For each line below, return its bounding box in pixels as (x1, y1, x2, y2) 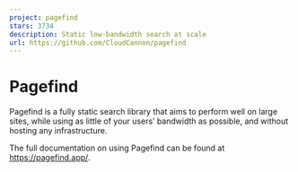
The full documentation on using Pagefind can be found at (9, 142, 225, 153)
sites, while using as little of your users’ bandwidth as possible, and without (9, 116, 289, 126)
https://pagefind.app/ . (9, 152, 91, 163)
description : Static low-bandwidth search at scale (9, 30, 206, 39)
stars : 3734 (9, 21, 54, 30)
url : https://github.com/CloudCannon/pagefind (9, 38, 187, 47)
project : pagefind (9, 13, 78, 22)
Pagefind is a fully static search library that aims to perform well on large (9, 107, 278, 117)
